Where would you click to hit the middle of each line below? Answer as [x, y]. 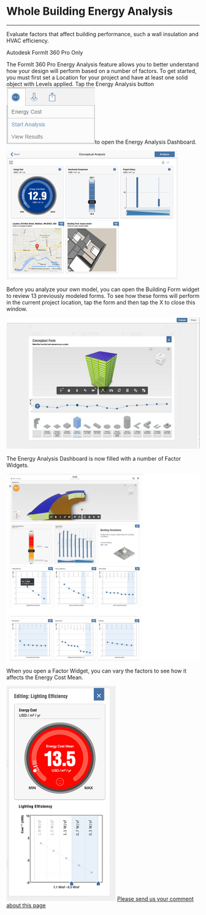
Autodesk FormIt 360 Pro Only [45, 52]
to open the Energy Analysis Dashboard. [146, 142]
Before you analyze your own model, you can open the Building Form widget [103, 289]
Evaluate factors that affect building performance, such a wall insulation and [102, 34]
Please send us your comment [155, 898]
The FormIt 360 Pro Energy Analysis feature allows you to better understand [103, 64]
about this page [26, 905]
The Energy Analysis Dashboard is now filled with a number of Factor [94, 458]
